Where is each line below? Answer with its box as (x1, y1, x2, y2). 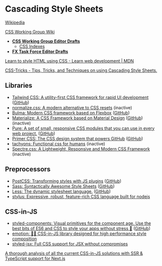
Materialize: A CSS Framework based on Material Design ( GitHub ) (12, 115, 143, 121)
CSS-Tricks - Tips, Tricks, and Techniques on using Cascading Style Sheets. (5, 67, 157, 73)
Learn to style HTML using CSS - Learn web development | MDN (5, 58, 134, 64)
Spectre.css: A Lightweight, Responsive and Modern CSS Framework (12, 146, 150, 151)
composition (12, 236, 37, 242)
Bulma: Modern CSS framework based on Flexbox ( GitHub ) (12, 110, 130, 116)
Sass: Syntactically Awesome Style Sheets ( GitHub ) (12, 183, 115, 189)
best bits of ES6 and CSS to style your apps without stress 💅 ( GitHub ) (12, 226, 151, 232)
